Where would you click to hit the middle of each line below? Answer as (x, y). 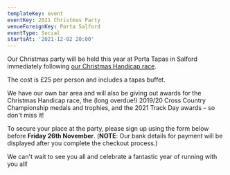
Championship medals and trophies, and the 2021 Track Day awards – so (111, 108)
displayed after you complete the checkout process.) (82, 143)
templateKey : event (35, 13)
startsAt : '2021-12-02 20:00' (51, 39)
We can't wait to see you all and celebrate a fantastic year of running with (112, 157)
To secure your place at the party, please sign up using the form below (108, 129)
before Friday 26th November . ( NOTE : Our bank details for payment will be (115, 136)
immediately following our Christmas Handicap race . (82, 66)
